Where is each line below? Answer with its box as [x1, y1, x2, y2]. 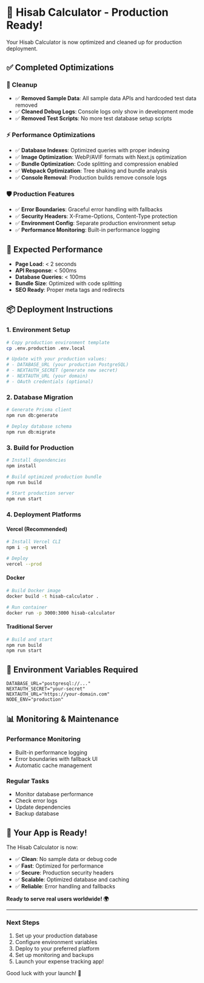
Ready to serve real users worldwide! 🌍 [6, 895, 109, 902]
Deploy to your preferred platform [15, 945, 100, 952]
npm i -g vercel [6, 544, 47, 551]
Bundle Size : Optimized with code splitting [15, 280, 122, 287]
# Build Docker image [6, 588, 61, 594]
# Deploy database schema [6, 423, 72, 430]
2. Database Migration [6, 393, 73, 401]
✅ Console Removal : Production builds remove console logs [15, 174, 167, 181]
